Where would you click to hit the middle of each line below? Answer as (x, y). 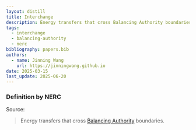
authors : (17, 55)
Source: (15, 110)
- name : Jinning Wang (38, 60)
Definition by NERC (34, 97)
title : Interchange (30, 17)
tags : (13, 28)
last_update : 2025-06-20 (36, 76)
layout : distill (26, 11)
